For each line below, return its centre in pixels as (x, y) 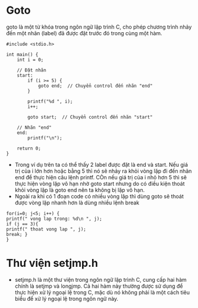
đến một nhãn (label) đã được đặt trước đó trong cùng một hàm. (84, 33)
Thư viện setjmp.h (52, 263)
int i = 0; (30, 60)
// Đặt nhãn (32, 70)
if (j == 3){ (22, 224)
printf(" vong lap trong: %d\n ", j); (54, 219)
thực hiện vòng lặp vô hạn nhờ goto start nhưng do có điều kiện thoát (100, 183)
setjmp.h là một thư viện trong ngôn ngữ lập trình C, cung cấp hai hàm (101, 279)
